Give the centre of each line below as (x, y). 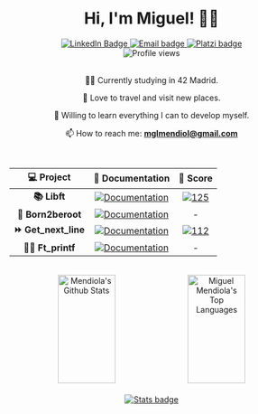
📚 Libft (49, 196)
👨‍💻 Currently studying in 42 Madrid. (152, 80)
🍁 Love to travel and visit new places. (152, 98)
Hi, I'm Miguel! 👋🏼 (152, 19)
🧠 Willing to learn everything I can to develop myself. (152, 115)
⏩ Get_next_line (50, 230)
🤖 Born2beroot (49, 214)
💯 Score (196, 178)
